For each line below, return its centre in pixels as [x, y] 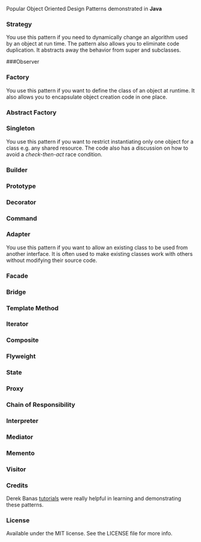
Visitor [16, 469]
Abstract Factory [31, 112]
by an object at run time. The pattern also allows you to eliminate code [93, 44]
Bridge [16, 292]
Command [22, 218]
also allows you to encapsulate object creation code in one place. [87, 97]
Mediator [20, 437]
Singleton [20, 129]
